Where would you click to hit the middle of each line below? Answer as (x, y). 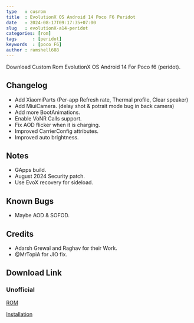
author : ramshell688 (33, 50)
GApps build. (30, 170)
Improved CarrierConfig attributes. (57, 131)
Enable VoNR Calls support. (48, 118)
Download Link (34, 273)
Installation (19, 314)
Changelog (27, 85)
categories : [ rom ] (29, 34)
